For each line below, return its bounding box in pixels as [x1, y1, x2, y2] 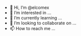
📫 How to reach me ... [9, 26, 55, 31]
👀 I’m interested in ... [9, 10, 52, 16]
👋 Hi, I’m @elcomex [9, 5, 50, 10]
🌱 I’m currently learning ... [9, 15, 62, 20]
